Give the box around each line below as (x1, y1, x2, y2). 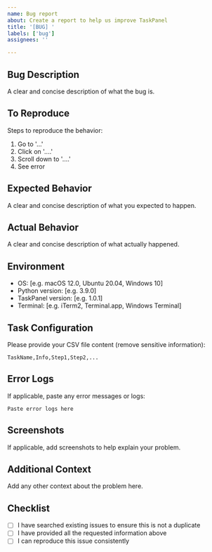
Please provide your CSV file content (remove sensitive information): (7, 341, 206, 348)
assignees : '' (7, 37, 49, 44)
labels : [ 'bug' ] (7, 29, 55, 37)
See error (17, 162, 46, 171)
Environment (7, 261, 65, 272)
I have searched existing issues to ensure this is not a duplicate (17, 521, 201, 530)
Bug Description (7, 68, 79, 81)
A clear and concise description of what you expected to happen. (7, 201, 197, 209)
